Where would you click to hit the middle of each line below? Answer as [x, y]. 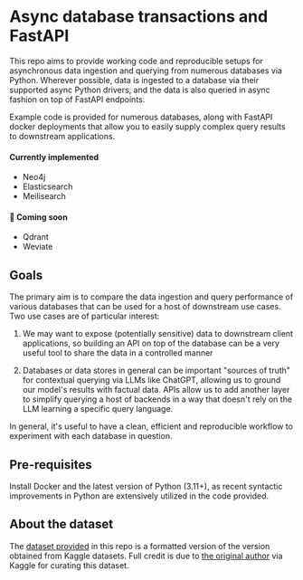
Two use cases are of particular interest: [85, 316]
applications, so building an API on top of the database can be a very [151, 343]
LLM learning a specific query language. [98, 409]
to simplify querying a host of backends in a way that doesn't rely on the [157, 399]
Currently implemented [54, 157]
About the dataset [62, 524]
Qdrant [36, 237]
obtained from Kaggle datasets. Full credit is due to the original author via [146, 556]
